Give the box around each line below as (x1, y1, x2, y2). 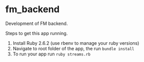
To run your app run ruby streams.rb (12, 51, 91, 57)
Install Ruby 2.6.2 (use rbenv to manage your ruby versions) (12, 40, 139, 46)
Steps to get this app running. (5, 30, 68, 36)
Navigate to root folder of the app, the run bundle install (12, 45, 135, 51)
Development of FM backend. (5, 20, 68, 26)
